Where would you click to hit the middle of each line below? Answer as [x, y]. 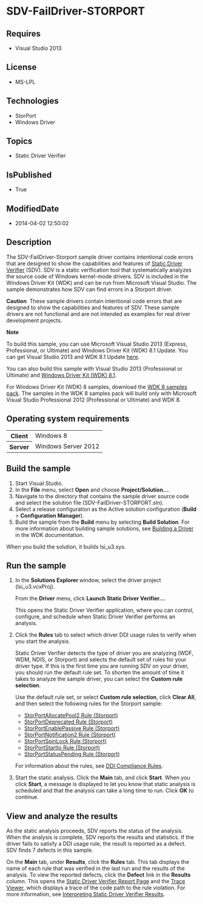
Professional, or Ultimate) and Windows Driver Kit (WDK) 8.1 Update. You [97, 350]
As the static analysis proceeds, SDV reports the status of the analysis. [95, 831]
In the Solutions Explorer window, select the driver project [88, 580]
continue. [27, 797]
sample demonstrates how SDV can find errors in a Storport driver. [89, 289]
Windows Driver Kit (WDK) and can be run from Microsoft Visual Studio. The [101, 282]
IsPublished [29, 175]
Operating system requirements [68, 419]
